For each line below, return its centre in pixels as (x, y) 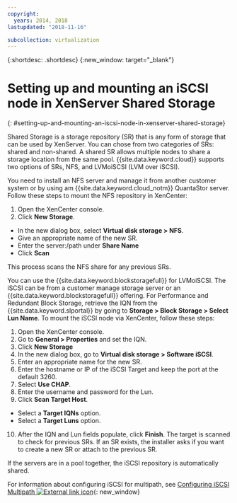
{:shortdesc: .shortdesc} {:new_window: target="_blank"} (91, 60)
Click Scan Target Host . (53, 400)
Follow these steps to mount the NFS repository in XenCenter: (97, 196)
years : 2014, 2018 (41, 21)
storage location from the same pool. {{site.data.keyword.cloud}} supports (116, 159)
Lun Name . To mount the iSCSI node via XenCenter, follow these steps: (111, 318)
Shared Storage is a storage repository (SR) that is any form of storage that (117, 137)
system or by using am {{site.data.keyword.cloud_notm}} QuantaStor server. (118, 188)
